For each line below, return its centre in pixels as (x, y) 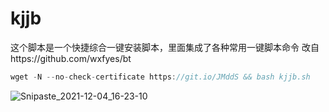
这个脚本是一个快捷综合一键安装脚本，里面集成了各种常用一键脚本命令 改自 (165, 47)
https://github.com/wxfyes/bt (71, 58)
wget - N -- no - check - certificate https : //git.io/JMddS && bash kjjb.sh (160, 77)
